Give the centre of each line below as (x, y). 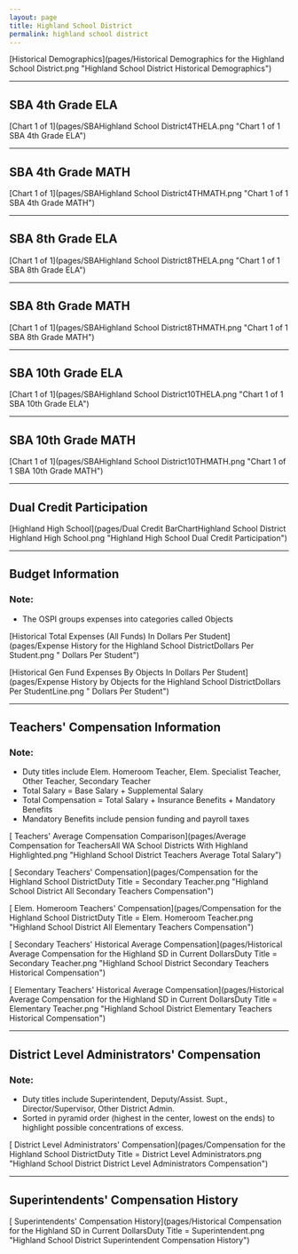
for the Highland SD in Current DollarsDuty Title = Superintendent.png (137, 1230)
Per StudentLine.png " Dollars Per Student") (90, 691)
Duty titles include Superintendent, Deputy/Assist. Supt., (125, 1099)
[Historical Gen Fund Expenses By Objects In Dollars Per (112, 672)
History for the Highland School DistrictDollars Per (162, 646)
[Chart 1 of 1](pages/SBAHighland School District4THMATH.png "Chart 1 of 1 (149, 193)
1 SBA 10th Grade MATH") (56, 471)
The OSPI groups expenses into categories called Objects (127, 619)
